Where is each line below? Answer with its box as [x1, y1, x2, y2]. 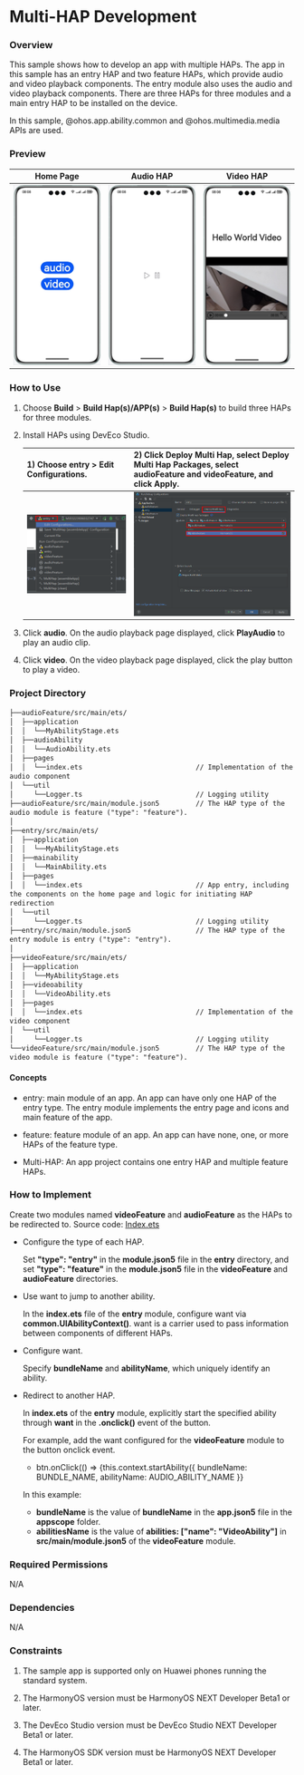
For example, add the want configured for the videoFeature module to [22, 1434, 285, 1445]
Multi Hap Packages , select [133, 460, 240, 470]
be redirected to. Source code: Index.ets [9, 1218, 160, 1229]
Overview [9, 39, 53, 52]
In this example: [22, 1489, 82, 1499]
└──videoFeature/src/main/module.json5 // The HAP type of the [9, 1044, 285, 1053]
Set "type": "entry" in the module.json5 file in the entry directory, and [22, 1254, 290, 1265]
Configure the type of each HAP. [22, 1236, 145, 1247]
